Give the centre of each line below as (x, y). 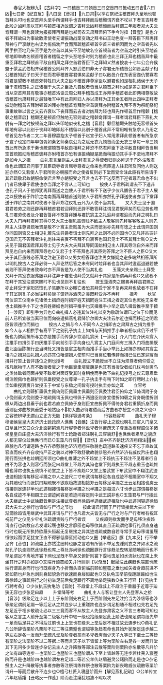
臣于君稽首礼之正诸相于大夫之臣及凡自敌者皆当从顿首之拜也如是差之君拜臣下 (81, 87)
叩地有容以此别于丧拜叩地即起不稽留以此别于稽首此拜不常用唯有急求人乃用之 (81, 129)
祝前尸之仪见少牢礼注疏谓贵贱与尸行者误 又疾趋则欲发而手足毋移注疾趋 (80, 519)
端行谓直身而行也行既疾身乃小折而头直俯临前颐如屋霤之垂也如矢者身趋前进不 (81, 568)
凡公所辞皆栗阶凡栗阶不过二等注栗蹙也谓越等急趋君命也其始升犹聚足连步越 (79, 629)
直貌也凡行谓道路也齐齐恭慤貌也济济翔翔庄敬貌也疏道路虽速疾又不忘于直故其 (81, 446)
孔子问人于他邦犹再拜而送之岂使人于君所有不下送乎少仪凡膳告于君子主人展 (83, 190)
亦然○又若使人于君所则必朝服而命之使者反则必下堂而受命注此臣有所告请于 (83, 172)
